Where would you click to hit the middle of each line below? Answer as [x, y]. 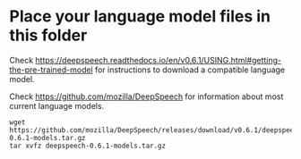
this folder [48, 35]
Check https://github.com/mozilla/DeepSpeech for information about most [146, 96]
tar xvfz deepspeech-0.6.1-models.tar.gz [88, 146]
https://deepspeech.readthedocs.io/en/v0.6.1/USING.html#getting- [159, 60]
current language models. [57, 105]
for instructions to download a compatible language [190, 70]
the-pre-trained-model [52, 70]
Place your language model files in [140, 17]
